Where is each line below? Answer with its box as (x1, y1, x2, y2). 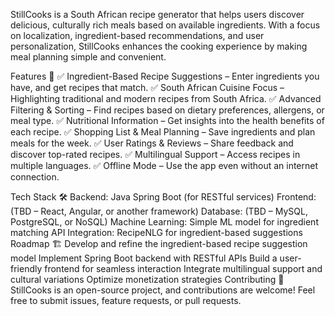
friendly (10, 263, 43, 274)
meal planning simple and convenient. (10, 51, 167, 63)
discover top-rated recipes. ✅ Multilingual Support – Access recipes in (10, 149, 301, 160)
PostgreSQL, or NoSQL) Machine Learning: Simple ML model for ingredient (10, 216, 319, 228)
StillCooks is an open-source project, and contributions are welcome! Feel (10, 284, 316, 296)
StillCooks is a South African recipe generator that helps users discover (10, 9, 305, 20)
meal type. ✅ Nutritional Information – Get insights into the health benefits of (10, 115, 325, 126)
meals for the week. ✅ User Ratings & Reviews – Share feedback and (10, 137, 294, 149)
